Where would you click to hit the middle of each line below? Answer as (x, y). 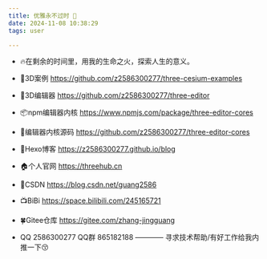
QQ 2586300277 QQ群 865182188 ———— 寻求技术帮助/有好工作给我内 (140, 237)
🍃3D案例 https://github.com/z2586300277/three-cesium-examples (131, 79)
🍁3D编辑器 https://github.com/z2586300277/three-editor (115, 95)
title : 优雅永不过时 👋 (42, 16)
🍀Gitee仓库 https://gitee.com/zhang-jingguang (97, 221)
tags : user (26, 30)
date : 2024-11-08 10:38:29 (53, 23)
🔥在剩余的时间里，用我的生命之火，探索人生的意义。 (107, 62)
